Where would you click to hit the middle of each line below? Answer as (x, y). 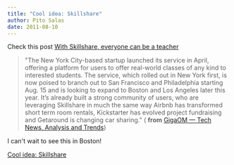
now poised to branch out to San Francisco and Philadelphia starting (124, 83)
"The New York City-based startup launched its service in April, (117, 60)
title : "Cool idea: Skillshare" (55, 14)
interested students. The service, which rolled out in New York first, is (126, 75)
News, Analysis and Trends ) (65, 128)
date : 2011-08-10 (33, 27)
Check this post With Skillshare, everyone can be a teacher (93, 47)
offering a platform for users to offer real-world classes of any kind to (125, 68)
